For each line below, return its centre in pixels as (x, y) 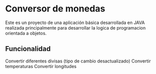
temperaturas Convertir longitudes (41, 66)
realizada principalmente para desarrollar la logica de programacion (75, 27)
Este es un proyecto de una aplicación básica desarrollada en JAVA (75, 22)
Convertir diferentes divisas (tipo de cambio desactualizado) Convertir (78, 61)
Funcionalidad (28, 49)
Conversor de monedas (55, 9)
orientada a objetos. (26, 33)
